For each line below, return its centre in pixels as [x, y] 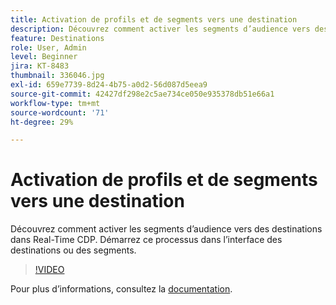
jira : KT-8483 [40, 66]
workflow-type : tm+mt [55, 103]
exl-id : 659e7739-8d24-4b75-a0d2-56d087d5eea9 [109, 85]
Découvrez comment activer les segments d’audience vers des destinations [166, 229]
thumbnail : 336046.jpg [57, 76]
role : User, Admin [48, 47]
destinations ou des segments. [73, 250]
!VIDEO [49, 270]
